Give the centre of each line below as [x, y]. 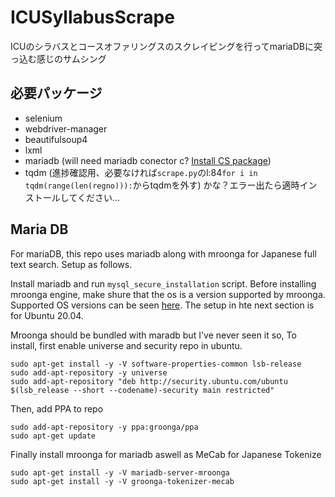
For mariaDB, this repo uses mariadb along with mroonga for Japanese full [163, 253]
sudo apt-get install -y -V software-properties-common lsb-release [156, 364]
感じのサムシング [71, 58]
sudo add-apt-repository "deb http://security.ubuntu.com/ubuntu [149, 381]
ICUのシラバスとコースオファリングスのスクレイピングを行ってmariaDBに [162, 46]
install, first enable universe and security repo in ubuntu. [126, 345]
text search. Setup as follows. [71, 264]
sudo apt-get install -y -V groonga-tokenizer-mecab [122, 481]
